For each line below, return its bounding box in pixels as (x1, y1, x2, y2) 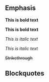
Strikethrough (5, 55, 33, 61)
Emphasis (5, 4, 36, 12)
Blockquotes (5, 69, 45, 78)
